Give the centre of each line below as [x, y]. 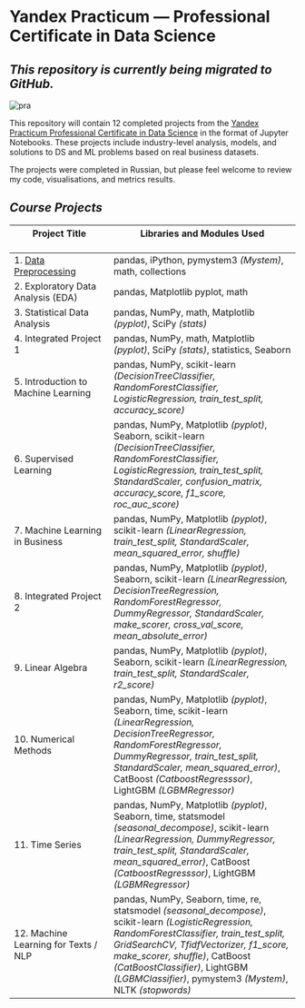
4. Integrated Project [58, 338]
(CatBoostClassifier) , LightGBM [181, 967]
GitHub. [32, 84]
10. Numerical [44, 739]
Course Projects [56, 208]
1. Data [30, 260]
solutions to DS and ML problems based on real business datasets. [134, 152]
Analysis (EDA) [46, 297]
